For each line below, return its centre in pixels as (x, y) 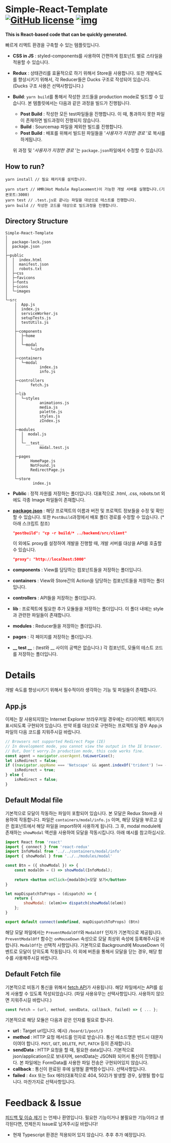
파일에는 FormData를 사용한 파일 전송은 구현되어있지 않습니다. (87, 1063)
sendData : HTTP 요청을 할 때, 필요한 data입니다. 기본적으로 (74, 1050)
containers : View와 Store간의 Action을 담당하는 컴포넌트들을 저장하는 (84, 581)
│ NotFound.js (35, 465)
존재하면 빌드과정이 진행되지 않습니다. (63, 120)
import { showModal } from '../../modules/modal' (59, 856)
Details (20, 675)
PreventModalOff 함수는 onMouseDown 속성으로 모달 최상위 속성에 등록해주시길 (82, 939)
